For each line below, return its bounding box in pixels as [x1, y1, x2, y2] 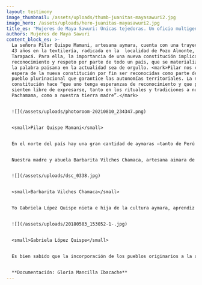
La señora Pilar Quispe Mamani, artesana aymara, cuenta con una [11, 43, 179, 49]
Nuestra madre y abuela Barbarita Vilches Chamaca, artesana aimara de [11, 157, 195, 163]
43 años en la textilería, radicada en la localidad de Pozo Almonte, [11, 48, 195, 54]
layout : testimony [6, 8, 52, 15]
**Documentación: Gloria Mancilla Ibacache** [11, 269, 128, 275]
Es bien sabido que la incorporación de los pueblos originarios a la [11, 253, 192, 259]
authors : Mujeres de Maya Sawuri [6, 31, 90, 37]
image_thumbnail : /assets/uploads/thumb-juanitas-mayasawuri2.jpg [6, 14, 176, 20]
